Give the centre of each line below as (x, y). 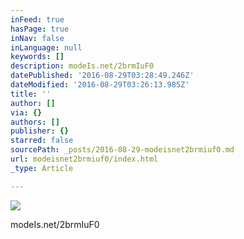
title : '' (31, 94)
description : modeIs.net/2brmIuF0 (82, 66)
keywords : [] (37, 57)
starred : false (42, 141)
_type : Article (42, 168)
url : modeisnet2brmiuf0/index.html (84, 159)
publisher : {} (40, 131)
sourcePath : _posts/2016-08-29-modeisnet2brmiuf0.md (122, 150)
